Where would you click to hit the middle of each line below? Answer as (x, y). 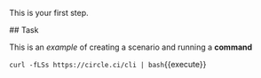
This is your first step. (49, 13)
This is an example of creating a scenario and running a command (131, 47)
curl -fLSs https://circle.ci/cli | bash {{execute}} (108, 64)
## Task (24, 30)
